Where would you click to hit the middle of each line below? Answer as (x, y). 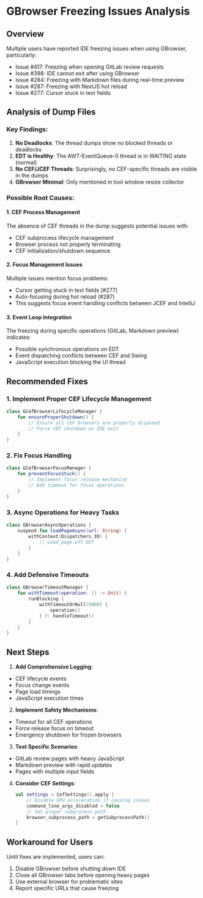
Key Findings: (27, 130)
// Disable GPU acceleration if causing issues (88, 800)
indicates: (19, 337)
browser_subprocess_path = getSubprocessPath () (88, 817)
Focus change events (42, 685)
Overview (25, 34)
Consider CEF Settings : (45, 784)
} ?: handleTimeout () (67, 616)
